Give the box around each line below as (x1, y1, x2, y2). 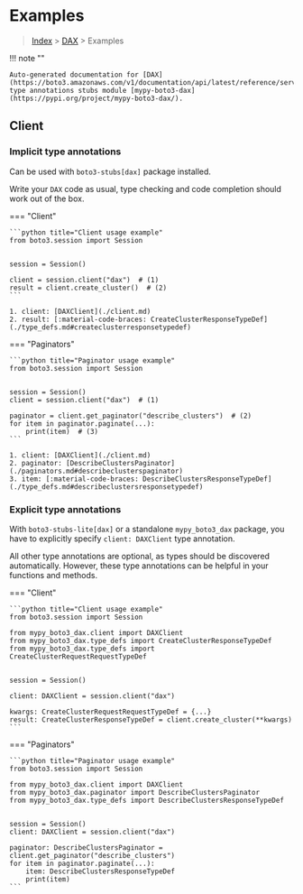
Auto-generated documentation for (9, 69, 140, 79)
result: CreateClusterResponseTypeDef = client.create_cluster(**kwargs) (9, 714, 293, 724)
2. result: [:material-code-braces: (9, 315, 147, 324)
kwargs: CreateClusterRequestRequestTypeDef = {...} (9, 707, 212, 716)
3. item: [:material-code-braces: (9, 475, 140, 484)
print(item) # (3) (25, 427, 99, 436)
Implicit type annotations (9, 145, 122, 158)
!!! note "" (9, 52, 45, 63)
